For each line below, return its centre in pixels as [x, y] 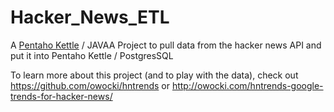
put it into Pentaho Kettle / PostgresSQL [92, 55]
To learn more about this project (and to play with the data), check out [154, 75]
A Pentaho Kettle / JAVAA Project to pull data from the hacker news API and [166, 45]
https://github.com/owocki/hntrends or [90, 85]
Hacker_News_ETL [90, 17]
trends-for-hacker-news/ [61, 96]
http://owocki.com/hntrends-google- [247, 85]
